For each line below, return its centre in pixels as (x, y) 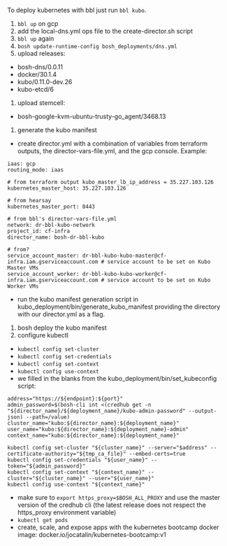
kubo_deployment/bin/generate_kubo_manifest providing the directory (119, 307)
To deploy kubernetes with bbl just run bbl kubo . (77, 10)
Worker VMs (23, 286)
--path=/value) (48, 417)
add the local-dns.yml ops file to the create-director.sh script (105, 31)
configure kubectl (43, 335)
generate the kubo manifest (57, 130)
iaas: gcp (22, 164)
